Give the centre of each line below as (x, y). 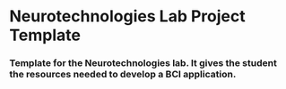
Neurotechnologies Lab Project (127, 16)
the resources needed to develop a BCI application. (123, 75)
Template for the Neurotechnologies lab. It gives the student (143, 63)
